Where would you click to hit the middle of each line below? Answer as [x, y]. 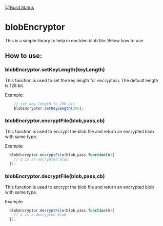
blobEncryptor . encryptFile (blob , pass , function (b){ [62, 155]
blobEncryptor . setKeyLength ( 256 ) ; [49, 108]
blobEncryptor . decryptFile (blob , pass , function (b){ [62, 210]
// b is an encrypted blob [41, 159]
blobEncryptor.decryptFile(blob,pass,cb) [55, 176]
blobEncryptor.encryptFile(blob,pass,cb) [55, 121]
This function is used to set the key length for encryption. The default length [82, 80]
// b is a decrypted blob [40, 215]
